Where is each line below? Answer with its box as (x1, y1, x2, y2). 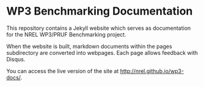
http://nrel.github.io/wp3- (120, 67, 184, 74)
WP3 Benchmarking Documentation (6, 4, 193, 18)
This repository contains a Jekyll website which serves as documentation (6, 24, 191, 32)
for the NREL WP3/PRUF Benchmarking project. (6, 30, 126, 38)
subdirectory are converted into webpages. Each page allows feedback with (6, 49, 199, 56)
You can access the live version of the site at (6, 67, 119, 74)
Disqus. (6, 55, 26, 63)
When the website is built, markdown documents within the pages (6, 43, 172, 50)
